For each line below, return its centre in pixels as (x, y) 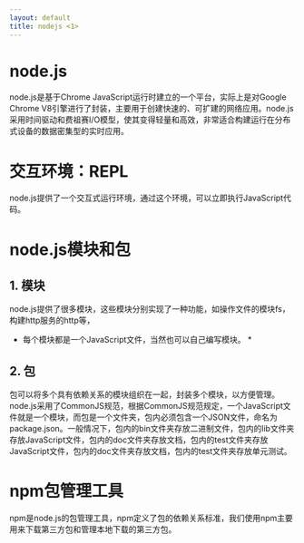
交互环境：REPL (69, 171)
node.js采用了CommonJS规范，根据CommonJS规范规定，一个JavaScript (147, 406)
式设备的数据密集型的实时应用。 (69, 131)
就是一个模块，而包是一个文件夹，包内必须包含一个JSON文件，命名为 (147, 417)
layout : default (40, 18)
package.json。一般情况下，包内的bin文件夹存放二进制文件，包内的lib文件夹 (152, 429)
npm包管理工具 (67, 491)
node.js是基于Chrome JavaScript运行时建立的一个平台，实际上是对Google (148, 97)
